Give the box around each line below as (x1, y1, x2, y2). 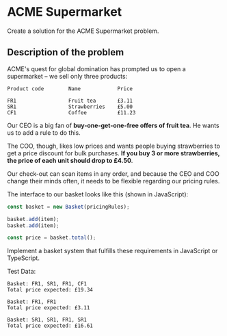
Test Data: (7, 268, 36, 276)
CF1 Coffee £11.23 (7, 109, 136, 116)
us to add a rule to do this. (7, 128, 81, 137)
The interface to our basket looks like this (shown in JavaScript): (7, 190, 189, 198)
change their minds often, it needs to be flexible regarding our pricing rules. (7, 177, 220, 185)
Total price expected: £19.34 (7, 287, 94, 294)
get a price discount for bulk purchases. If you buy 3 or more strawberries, (7, 148, 220, 157)
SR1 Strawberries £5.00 (7, 103, 133, 110)
